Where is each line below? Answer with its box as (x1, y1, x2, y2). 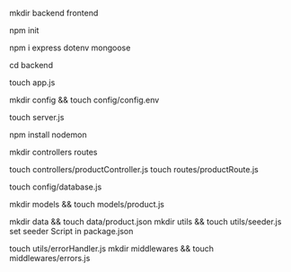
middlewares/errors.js (9, 253, 91, 263)
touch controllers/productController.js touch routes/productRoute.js (9, 164, 259, 174)
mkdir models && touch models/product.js (9, 199, 164, 209)
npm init (9, 25, 40, 35)
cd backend (9, 60, 54, 70)
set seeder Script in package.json (9, 226, 134, 236)
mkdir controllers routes (9, 147, 98, 157)
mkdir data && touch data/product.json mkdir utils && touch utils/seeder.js (9, 216, 282, 227)
